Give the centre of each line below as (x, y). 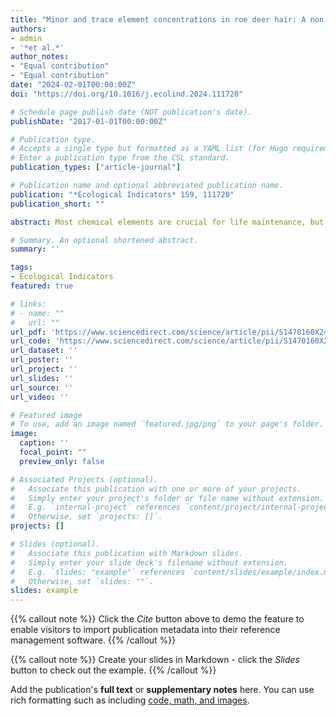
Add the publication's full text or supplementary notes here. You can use (162, 690)
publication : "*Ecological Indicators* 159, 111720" (122, 194)
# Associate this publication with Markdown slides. (127, 553)
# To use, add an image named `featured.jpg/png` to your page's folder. (167, 424)
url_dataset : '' (44, 351)
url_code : (31, 341)
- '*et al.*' (37, 47)
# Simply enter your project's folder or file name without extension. (167, 498)
